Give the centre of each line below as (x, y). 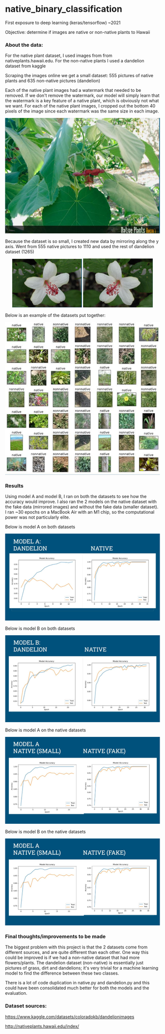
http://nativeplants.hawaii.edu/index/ (42, 1026)
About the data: (24, 45)
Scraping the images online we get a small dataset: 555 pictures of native (79, 76)
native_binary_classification (64, 9)
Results (14, 486)
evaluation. (16, 993)
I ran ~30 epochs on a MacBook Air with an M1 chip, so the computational (80, 512)
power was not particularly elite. (38, 517)
